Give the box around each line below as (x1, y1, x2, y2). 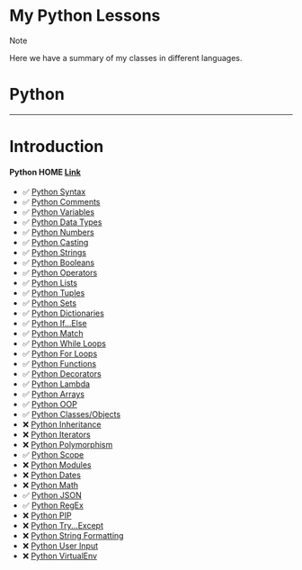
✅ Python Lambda (22, 379, 91, 389)
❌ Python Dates (22, 469, 81, 481)
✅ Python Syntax (22, 186, 86, 198)
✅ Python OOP (22, 399, 78, 410)
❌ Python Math (22, 480, 79, 491)
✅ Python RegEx (22, 500, 84, 511)
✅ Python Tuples (22, 288, 85, 298)
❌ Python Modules (22, 459, 92, 470)
